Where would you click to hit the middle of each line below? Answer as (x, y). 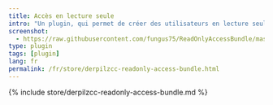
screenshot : (28, 31)
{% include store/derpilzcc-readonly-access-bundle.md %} (108, 92)
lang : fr (23, 62)
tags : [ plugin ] (34, 54)
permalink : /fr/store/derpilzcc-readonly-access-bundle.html (114, 69)
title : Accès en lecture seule (61, 16)
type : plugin (30, 46)
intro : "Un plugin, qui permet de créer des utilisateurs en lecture (129, 24)
